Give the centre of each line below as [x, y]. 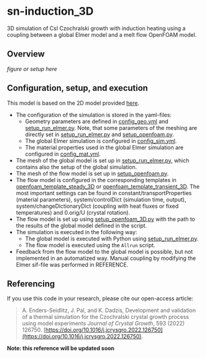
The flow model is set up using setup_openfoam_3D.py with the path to [105, 219]
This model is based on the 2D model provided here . [73, 103]
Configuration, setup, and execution [78, 88]
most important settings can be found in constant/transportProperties [104, 193]
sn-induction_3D [50, 11]
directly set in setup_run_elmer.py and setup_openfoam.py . [99, 134]
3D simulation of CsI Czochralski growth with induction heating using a [96, 28]
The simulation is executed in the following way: [76, 232]
